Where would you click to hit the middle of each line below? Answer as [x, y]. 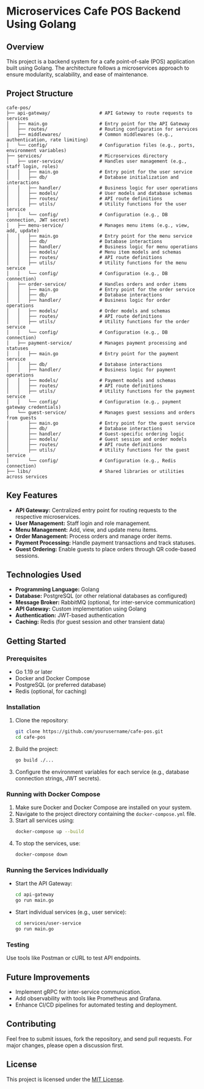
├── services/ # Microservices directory [87, 156]
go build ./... [35, 760]
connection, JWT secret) [38, 220]
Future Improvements [48, 977]
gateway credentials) [34, 407]
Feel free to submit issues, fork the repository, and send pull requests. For [99, 1039]
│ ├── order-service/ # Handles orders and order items [97, 284]
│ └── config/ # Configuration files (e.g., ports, [101, 145]
